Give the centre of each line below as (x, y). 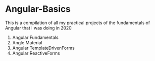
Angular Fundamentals (35, 37)
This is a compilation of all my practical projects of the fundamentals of (77, 23)
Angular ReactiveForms (36, 53)
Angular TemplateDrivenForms (44, 48)
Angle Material (27, 42)
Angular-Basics (38, 9)
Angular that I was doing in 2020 (38, 28)
